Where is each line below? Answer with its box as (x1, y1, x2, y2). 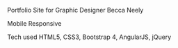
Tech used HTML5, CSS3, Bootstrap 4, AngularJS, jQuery (7, 33, 172, 41)
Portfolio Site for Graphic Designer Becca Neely (7, 6, 144, 14)
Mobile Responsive (7, 19, 62, 27)
